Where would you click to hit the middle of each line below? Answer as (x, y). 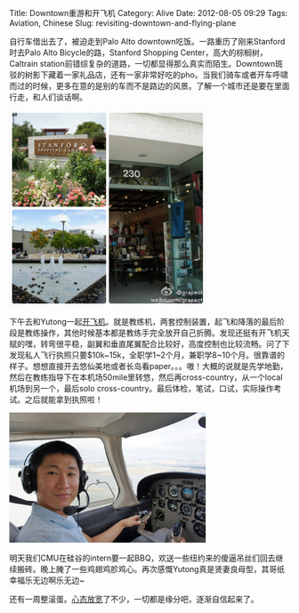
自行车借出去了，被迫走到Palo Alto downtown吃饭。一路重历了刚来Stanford (147, 41)
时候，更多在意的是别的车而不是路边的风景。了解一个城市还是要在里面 (161, 86)
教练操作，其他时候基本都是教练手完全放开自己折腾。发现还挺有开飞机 (153, 333)
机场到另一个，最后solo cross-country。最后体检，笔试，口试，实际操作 (141, 388)
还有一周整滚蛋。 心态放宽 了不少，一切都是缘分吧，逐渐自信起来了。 (134, 600)
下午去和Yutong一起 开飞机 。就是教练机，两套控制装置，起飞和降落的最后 (143, 321)
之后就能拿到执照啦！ (64, 399)
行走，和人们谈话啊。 (48, 97)
